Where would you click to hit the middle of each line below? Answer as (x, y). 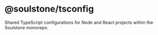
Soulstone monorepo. (27, 27)
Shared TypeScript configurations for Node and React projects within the (79, 22)
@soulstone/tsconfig (49, 9)
